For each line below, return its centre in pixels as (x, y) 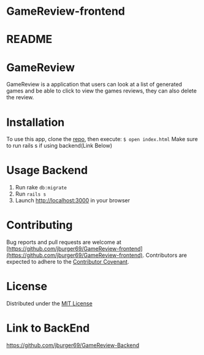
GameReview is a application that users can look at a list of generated (94, 85)
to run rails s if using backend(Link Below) (59, 146)
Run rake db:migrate (41, 188)
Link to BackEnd (48, 328)
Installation (36, 122)
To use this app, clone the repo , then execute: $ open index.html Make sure (102, 139)
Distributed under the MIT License (50, 303)
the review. (20, 97)
